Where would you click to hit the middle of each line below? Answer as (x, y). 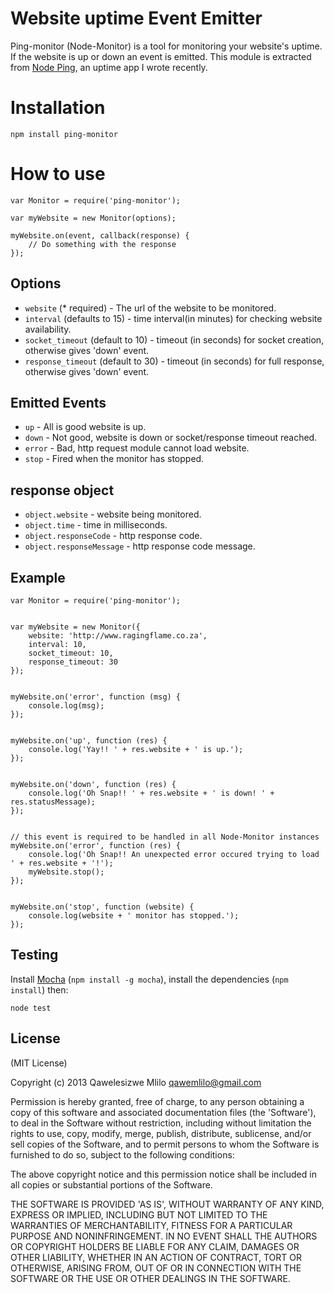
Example (38, 577)
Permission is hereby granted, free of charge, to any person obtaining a (157, 1101)
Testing (34, 955)
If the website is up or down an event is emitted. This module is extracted (161, 56)
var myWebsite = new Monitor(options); (93, 218)
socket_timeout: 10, (71, 653)
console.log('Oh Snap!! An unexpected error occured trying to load (174, 855)
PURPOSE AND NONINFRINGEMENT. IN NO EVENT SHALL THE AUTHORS (164, 1236)
